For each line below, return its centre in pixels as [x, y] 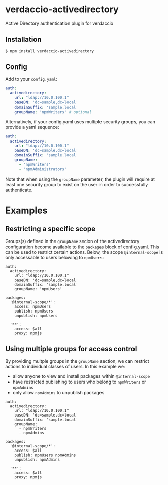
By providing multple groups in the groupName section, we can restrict [77, 361]
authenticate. [19, 190]
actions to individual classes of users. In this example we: [65, 366]
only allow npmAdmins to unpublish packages [58, 392]
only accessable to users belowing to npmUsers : [55, 257]
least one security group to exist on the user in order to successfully [77, 184]
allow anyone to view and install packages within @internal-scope [81, 376]
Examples [26, 210]
